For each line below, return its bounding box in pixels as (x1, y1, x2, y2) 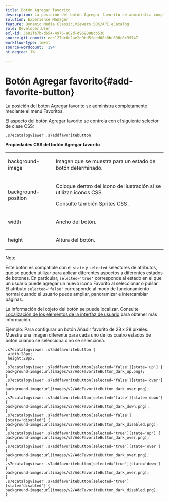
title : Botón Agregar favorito (5, 7, 71, 13)
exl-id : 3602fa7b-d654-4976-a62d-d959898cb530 (5, 31, 105, 36)
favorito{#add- (69, 75, 133, 87)
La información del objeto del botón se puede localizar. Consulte (5, 306, 139, 312)
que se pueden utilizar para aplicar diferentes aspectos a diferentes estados (5, 270, 163, 276)
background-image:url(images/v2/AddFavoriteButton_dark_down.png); (5, 404, 150, 409)
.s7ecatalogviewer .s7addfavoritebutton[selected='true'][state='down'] (5, 461, 161, 467)
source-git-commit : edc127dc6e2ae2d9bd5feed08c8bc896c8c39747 (5, 36, 138, 41)
